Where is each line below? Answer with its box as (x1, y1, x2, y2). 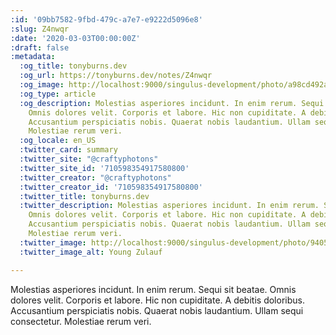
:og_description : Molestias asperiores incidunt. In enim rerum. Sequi (19, 98, 325, 108)
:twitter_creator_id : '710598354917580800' (19, 182, 203, 192)
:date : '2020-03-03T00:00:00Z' (10, 33, 141, 43)
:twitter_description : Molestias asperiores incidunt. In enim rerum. (19, 201, 320, 211)
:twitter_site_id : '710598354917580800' (19, 163, 190, 173)
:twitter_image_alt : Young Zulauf (19, 247, 163, 257)
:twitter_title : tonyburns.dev (19, 191, 150, 201)
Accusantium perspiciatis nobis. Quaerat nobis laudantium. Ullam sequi (10, 304, 304, 316)
